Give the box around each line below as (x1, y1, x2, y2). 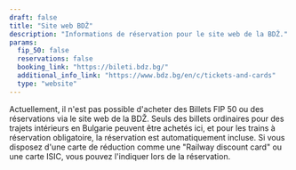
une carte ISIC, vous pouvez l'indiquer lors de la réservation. (9, 150, 231, 161)
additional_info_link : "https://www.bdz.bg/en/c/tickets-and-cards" (17, 71, 276, 80)
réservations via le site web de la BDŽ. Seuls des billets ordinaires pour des (9, 113, 284, 124)
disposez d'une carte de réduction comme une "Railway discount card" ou (9, 142, 283, 152)
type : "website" (17, 79, 77, 88)
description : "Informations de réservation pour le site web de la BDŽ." (9, 29, 289, 38)
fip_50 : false (17, 46, 69, 55)
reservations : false (17, 54, 93, 63)
